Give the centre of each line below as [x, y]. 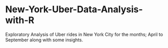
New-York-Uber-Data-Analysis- [74, 9]
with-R [20, 20]
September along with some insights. [44, 40]
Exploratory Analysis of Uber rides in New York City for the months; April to [84, 34]
